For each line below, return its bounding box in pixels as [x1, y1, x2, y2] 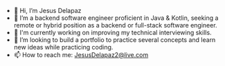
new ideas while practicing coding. [13, 43, 114, 51]
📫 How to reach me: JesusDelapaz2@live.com [13, 51, 149, 58]
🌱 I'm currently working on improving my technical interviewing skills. [13, 28, 213, 36]
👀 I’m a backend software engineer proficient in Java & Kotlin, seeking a [13, 14, 219, 22]
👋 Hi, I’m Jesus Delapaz [13, 7, 82, 14]
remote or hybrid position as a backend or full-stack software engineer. [13, 21, 217, 29]
